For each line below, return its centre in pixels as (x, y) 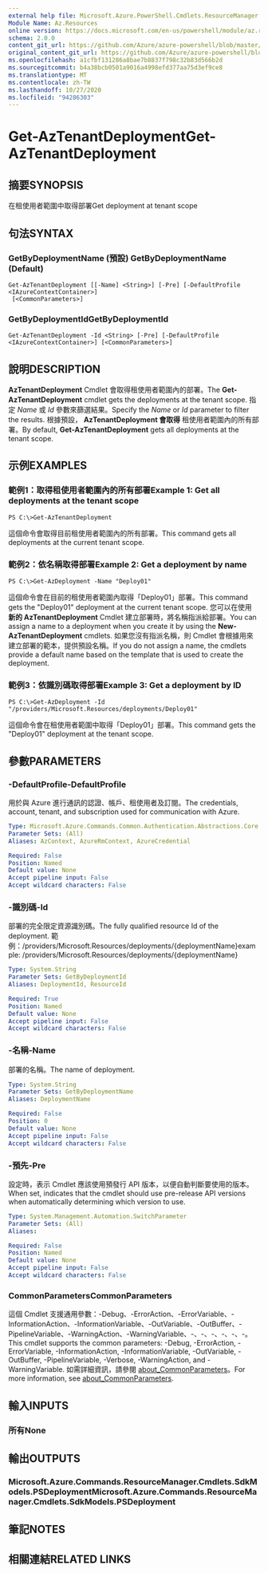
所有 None (27, 1430)
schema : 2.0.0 (32, 38)
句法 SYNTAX (41, 233)
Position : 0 (28, 1121)
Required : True (33, 998)
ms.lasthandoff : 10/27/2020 (55, 90)
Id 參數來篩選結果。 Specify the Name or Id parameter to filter (148, 410)
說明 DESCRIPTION (55, 369)
